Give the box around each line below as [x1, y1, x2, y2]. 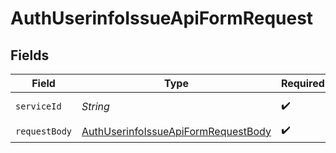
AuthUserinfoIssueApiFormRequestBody [81, 124, 272, 138]
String [81, 100, 110, 113]
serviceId [15, 101, 62, 112]
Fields [10, 47, 50, 64]
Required [280, 77, 325, 90]
